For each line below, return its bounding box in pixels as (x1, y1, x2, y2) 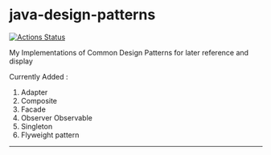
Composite (20, 96, 58, 105)
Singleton (20, 121, 53, 131)
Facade (20, 104, 47, 114)
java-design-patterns (9, 6, 156, 24)
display (9, 56, 33, 66)
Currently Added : (9, 71, 68, 81)
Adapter (20, 87, 48, 97)
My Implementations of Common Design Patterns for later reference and (9, 47, 248, 57)
